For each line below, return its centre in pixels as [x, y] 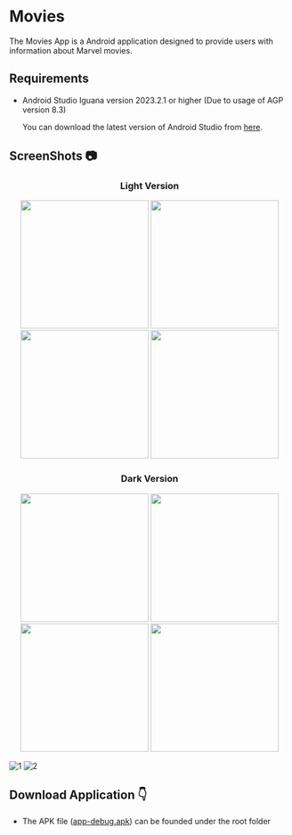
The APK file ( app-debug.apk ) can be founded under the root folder [146, 821]
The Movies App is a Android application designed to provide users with [141, 41]
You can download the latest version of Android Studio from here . [142, 127]
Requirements [49, 79]
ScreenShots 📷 [53, 157]
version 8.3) [44, 110]
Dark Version [150, 479]
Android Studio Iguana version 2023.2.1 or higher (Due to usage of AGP [153, 100]
